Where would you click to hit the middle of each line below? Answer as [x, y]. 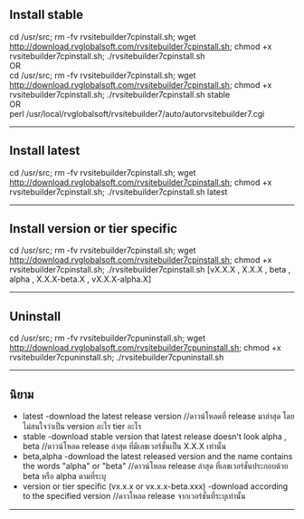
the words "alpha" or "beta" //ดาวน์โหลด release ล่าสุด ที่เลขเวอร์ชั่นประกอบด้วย [155, 466]
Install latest [45, 151]
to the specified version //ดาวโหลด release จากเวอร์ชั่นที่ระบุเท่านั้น [134, 496]
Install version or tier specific [94, 229]
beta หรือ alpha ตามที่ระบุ [64, 476]
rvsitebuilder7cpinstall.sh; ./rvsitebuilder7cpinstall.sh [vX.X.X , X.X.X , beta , [150, 270]
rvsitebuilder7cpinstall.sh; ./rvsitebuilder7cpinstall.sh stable [120, 94]
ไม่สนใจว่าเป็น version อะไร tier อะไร [82, 427]
